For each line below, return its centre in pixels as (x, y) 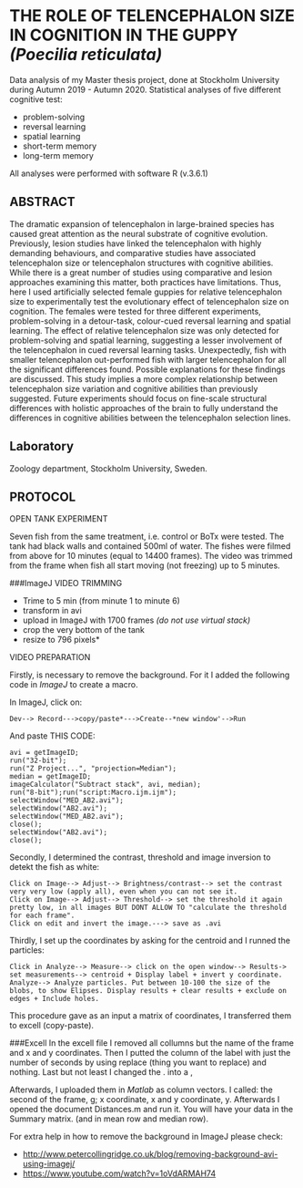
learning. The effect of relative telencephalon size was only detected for (144, 330)
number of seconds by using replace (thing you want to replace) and (138, 1062)
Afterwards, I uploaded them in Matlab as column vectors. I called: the (141, 1090)
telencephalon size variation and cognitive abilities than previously (134, 388)
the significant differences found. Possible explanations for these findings (147, 369)
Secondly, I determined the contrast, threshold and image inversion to (140, 857)
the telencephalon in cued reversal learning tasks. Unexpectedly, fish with (148, 350)
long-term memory (58, 155)
